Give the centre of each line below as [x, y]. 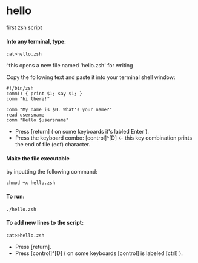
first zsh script [24, 27]
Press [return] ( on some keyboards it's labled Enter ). [82, 132]
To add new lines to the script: [45, 223]
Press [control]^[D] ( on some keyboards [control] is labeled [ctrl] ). [99, 253]
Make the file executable [38, 158]
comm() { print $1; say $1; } [45, 94]
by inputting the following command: [52, 172]
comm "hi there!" [28, 99]
